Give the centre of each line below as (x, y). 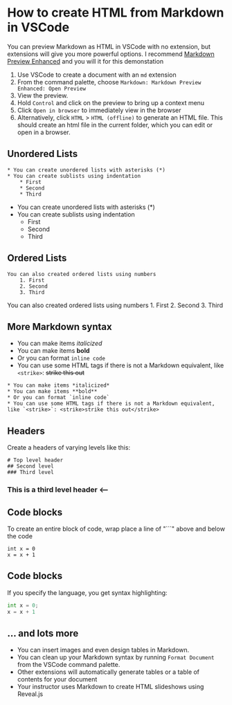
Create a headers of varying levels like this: (69, 448)
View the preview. (43, 95)
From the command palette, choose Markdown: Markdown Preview (109, 82)
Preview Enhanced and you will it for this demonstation (86, 61)
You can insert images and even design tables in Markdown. (103, 650)
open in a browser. (44, 132)
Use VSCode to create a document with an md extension (97, 75)
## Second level (30, 466)
